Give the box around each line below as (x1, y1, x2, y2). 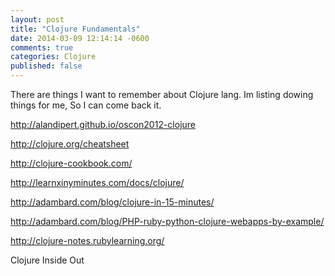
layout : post (10, 14, 65, 25)
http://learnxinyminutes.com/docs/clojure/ (10, 177, 185, 188)
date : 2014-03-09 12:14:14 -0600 (10, 33, 150, 43)
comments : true (10, 42, 74, 53)
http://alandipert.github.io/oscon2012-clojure (10, 119, 197, 130)
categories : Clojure (10, 52, 97, 62)
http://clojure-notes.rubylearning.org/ (10, 235, 165, 246)
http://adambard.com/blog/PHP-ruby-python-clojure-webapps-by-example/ (10, 216, 325, 227)
